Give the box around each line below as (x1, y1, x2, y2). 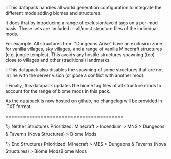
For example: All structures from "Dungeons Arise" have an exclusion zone (5, 41, 162, 46)
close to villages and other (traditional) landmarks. (5, 57, 111, 63)
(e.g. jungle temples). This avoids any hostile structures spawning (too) (5, 51, 155, 58)
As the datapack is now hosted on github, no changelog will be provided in (5, 98, 162, 104)
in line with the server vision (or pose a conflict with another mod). (5, 72, 145, 78)
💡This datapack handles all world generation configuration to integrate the (5, 5, 162, 10)
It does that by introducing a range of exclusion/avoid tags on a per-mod (5, 20, 158, 26)
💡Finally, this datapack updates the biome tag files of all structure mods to (5, 83, 162, 88)
